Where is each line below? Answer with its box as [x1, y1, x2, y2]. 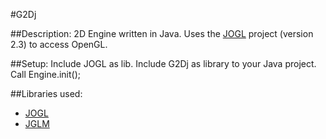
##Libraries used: [10, 88, 83, 99]
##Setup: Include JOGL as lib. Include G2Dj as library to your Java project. [10, 58, 317, 69]
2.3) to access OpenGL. [10, 39, 108, 50]
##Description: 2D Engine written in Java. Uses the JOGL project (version [10, 28, 314, 39]
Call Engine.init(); [10, 69, 82, 80]
